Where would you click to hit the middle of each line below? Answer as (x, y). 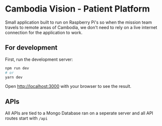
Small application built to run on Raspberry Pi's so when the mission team (78, 22)
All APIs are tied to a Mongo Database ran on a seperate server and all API (79, 113)
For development (31, 48)
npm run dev (17, 68)
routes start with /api (26, 118)
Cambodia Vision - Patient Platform (78, 9)
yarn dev (14, 77)
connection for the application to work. (44, 32)
